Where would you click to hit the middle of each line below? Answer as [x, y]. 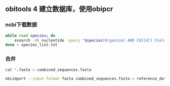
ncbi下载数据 [21, 25]
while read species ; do [30, 35]
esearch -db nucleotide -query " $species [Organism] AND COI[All [83, 40]
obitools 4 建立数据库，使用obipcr [59, 9]
